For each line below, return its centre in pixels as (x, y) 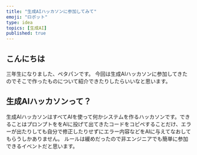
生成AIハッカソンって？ (49, 101)
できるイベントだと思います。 (42, 146)
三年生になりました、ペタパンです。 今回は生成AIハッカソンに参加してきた (97, 73)
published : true (26, 33)
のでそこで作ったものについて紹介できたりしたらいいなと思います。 (88, 81)
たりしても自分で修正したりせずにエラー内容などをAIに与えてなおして (106, 131)
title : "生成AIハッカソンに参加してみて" (51, 11)
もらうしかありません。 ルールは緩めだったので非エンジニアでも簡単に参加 (97, 139)
